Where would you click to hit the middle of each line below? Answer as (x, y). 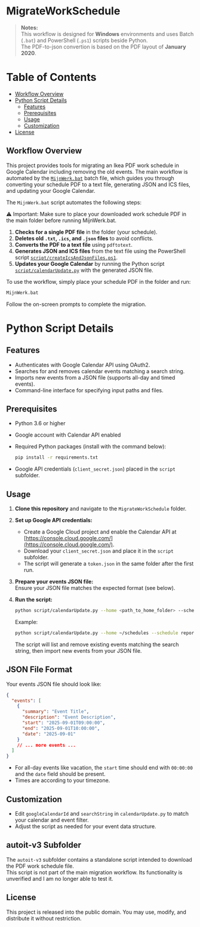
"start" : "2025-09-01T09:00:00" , (64, 723)
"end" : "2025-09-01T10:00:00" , (61, 728)
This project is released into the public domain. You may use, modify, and (96, 912)
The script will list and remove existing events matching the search (97, 644)
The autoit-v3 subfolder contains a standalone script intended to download (99, 859)
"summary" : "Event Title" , (56, 712)
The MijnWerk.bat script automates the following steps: (74, 202)
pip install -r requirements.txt (56, 458)
